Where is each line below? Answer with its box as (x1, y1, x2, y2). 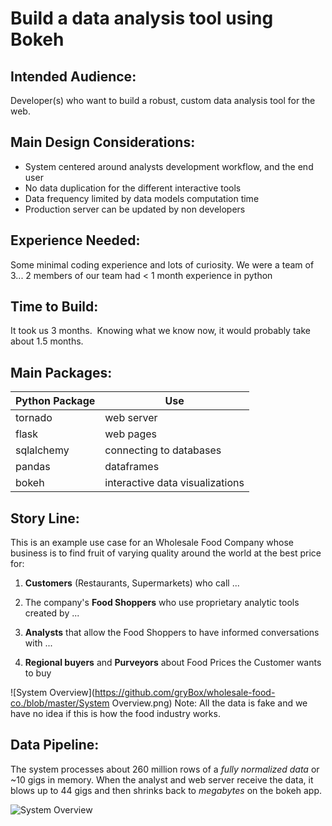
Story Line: (10, 510, 80, 527)
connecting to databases (104, 443, 222, 457)
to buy (24, 667, 52, 679)
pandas (15, 460, 51, 474)
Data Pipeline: (10, 737, 100, 754)
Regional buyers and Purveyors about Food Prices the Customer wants (24, 657, 322, 669)
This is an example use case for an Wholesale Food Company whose (10, 537, 294, 549)
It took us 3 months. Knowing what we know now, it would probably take (10, 325, 311, 337)
